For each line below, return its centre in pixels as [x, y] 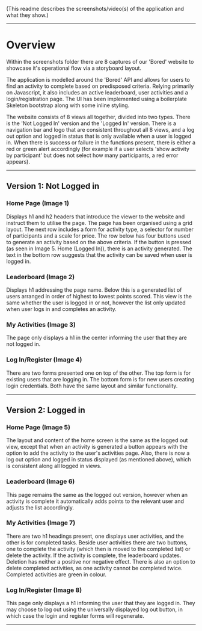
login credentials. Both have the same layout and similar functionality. [92, 386]
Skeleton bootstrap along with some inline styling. [68, 105]
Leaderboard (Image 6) [41, 482]
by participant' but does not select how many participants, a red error [92, 155]
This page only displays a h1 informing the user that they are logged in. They [101, 603]
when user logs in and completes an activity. [62, 309]
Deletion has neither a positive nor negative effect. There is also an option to [101, 561]
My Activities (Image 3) [41, 324]
